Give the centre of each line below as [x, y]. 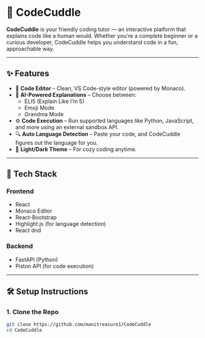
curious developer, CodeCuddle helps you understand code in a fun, [92, 42]
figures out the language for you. [56, 143]
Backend [20, 246]
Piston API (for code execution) [54, 266]
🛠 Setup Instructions [47, 292]
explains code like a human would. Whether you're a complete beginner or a [102, 35]
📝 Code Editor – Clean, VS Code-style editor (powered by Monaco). [100, 88]
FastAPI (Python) [36, 259]
